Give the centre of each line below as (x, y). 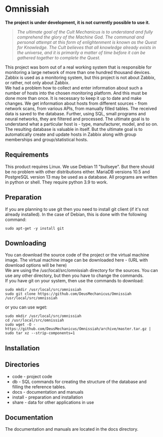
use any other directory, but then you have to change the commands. (74, 275)
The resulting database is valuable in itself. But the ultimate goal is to (74, 129)
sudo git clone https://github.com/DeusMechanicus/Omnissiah (68, 294)
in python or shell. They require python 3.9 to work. (56, 182)
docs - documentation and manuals (48, 392)
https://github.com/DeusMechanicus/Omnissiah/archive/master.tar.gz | (78, 329)
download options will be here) (36, 265)
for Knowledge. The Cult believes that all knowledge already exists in (86, 47)
